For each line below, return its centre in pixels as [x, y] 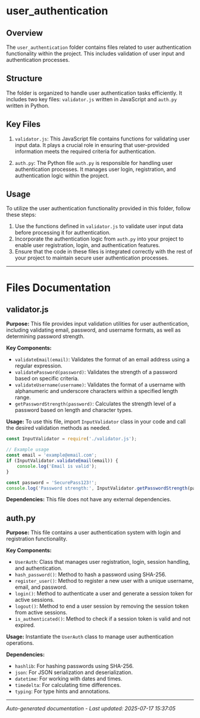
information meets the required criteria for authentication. [85, 151]
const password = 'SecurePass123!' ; [51, 483]
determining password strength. [46, 336]
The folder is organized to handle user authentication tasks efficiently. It [94, 93]
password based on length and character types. [74, 410]
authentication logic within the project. [62, 175]
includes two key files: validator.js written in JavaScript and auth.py [92, 99]
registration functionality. [37, 539]
